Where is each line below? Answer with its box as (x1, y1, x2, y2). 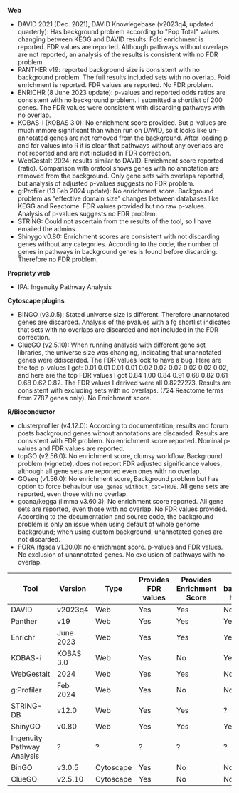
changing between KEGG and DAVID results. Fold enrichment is (17, 35, 204, 44)
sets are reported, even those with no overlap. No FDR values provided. (17, 505, 228, 513)
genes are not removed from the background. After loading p (49, 133, 228, 142)
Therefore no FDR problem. (17, 255, 98, 263)
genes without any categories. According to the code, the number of (17, 240, 219, 248)
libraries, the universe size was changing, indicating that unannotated (17, 348, 222, 356)
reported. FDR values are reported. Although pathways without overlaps (17, 43, 229, 51)
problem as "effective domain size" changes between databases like (17, 194, 219, 203)
